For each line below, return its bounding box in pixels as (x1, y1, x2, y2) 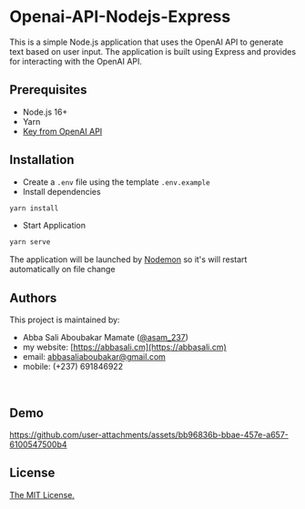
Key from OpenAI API (22, 126, 103, 137)
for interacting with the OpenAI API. (9, 56, 143, 66)
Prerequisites (9, 82, 87, 97)
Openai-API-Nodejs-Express (9, 6, 231, 27)
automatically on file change (9, 264, 116, 275)
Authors (9, 290, 57, 306)
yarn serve (9, 238, 51, 247)
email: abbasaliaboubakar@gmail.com (22, 351, 167, 362)
